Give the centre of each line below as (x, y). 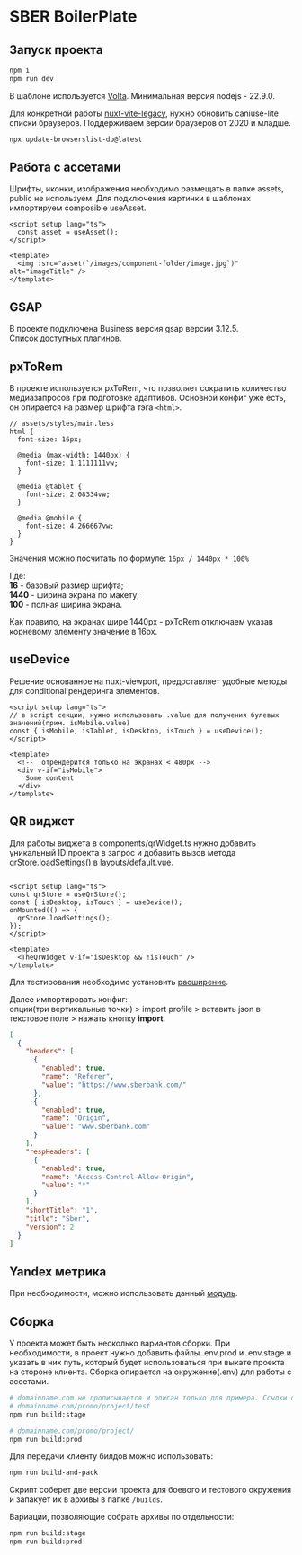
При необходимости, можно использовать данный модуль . (124, 1293)
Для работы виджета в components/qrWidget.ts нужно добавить (133, 843)
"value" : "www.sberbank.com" (96, 1127)
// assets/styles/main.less (62, 424)
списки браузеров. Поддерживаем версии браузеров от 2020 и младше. (150, 122)
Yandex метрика (58, 1271)
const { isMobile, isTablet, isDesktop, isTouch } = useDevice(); (136, 731)
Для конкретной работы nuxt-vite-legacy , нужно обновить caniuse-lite (144, 113)
